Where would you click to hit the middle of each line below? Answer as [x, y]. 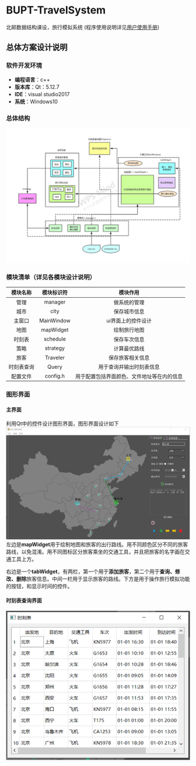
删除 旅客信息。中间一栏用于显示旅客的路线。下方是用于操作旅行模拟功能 [103, 578]
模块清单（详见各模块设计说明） [51, 277]
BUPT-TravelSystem [56, 10]
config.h [55, 376]
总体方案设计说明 [37, 47]
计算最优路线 [129, 348]
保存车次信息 [129, 339]
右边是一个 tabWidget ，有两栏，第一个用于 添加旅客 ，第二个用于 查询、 [90, 571]
